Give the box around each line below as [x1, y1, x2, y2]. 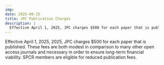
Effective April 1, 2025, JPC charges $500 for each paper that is [9, 25, 150, 30]
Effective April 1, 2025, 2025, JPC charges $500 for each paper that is [5, 39, 146, 44]
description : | [5, 21, 36, 26]
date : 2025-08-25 [5, 12, 41, 17]
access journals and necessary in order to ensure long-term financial [5, 49, 144, 55]
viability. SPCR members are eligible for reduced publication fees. [5, 54, 137, 60]
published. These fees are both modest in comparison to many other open [5, 44, 155, 50]
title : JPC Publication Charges [5, 16, 71, 21]
